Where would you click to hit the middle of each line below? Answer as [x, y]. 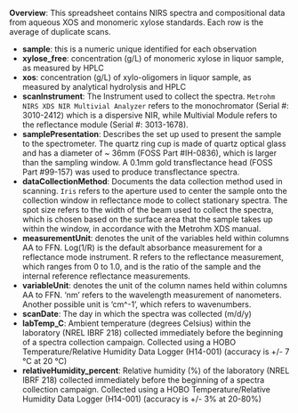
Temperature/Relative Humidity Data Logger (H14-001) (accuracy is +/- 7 [156, 352]
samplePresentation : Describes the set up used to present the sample [152, 134]
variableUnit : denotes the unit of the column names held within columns [154, 285]
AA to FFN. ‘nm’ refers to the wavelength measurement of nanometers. [152, 295]
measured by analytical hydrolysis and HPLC [104, 87]
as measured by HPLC [63, 68]
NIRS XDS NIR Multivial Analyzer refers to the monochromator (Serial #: [155, 105]
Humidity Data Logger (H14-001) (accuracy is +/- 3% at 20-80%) [142, 399]
